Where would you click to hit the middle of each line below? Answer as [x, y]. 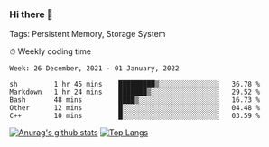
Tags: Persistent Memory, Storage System [88, 34]
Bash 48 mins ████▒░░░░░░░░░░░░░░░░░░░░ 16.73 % [134, 100]
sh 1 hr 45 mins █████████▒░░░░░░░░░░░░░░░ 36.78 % [134, 85]
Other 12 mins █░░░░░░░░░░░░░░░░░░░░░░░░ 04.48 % [134, 108]
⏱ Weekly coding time [51, 51]
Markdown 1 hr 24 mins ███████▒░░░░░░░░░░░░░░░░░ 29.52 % [134, 92]
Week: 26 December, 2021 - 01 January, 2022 [94, 69]
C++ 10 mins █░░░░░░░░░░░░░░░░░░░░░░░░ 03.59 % [134, 116]
